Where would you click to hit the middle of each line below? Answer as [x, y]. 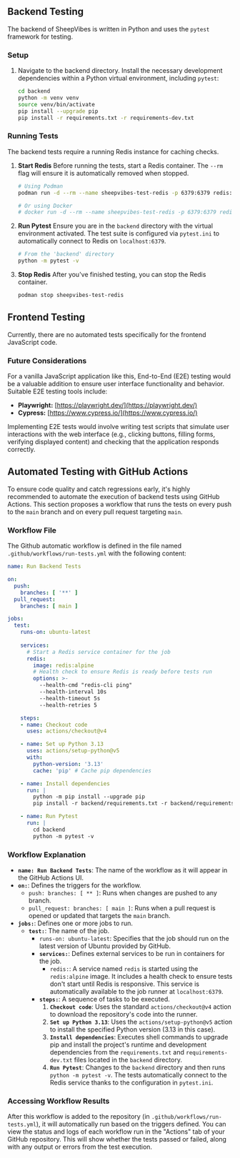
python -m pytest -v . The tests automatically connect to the [138, 1074]
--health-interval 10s [73, 692]
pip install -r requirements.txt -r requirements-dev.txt [106, 118]
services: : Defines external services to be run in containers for [132, 953]
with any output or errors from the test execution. [80, 1147]
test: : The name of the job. [69, 930]
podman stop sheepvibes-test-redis [71, 296]
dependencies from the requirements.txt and [117, 1052]
